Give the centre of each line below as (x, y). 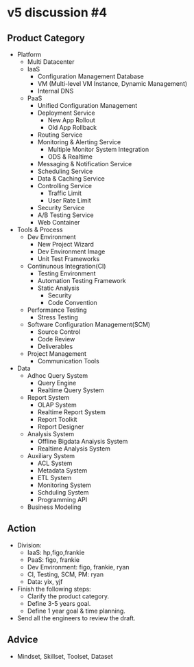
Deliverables (55, 346)
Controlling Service (65, 186)
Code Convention (72, 303)
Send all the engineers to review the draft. (76, 618)
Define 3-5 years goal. (59, 603)
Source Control (59, 332)
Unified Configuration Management (87, 105)
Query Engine (57, 383)
